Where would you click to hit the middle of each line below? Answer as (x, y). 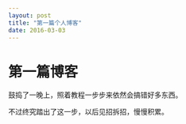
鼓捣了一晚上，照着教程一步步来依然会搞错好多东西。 (95, 95)
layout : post (30, 15)
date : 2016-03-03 (37, 30)
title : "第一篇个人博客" (45, 23)
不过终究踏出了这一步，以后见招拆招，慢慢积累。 (88, 112)
